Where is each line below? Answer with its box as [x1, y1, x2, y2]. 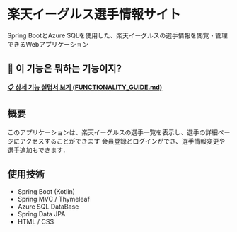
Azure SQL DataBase [17, 202, 79, 211]
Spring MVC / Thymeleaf [17, 195, 91, 204]
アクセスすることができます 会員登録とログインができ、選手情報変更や [19, 137, 226, 145]
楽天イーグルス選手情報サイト [7, 6, 182, 23]
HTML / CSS [17, 217, 54, 226]
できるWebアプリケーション [7, 40, 89, 48]
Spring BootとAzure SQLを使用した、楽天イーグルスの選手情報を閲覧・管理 [7, 31, 229, 40]
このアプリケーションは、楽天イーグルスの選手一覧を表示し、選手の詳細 [7, 128, 218, 137]
